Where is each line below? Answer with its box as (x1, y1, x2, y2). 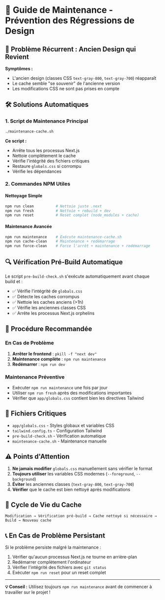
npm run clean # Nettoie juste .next (5, 204, 102, 209)
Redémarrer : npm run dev (12, 361, 65, 367)
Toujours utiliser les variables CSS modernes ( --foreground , (12, 471, 135, 476)
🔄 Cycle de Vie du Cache (5, 501, 82, 509)
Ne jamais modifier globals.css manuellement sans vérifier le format (12, 465, 153, 472)
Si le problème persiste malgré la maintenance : (5, 544, 102, 550)
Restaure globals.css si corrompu (12, 163, 82, 169)
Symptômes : (5, 66, 33, 71)
